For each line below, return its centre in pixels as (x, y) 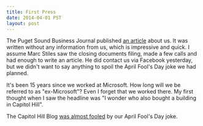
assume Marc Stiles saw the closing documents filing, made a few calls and (102, 54)
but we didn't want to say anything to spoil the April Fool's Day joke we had (101, 67)
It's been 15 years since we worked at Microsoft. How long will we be (94, 85)
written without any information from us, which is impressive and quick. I (98, 47)
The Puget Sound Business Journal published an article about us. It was (97, 41)
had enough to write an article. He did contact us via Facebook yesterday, (100, 60)
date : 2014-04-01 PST (34, 18)
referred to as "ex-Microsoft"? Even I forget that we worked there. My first (100, 92)
